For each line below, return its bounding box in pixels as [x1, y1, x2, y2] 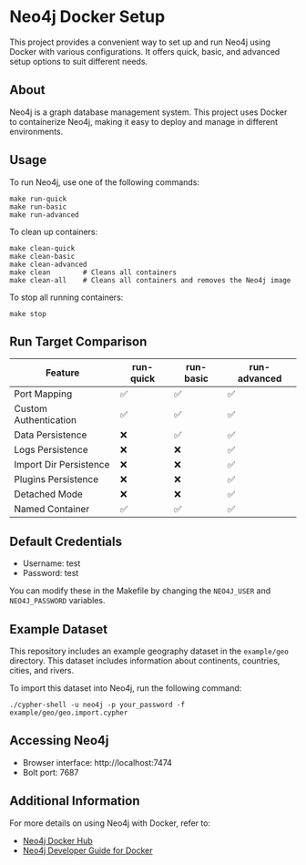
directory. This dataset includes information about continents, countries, [9, 655, 280, 666]
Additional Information [9, 793, 140, 808]
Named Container [14, 503, 90, 516]
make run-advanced [9, 210, 79, 220]
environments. [9, 126, 64, 137]
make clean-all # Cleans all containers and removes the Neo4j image [9, 275, 291, 284]
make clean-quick [9, 243, 76, 252]
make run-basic [9, 202, 67, 211]
